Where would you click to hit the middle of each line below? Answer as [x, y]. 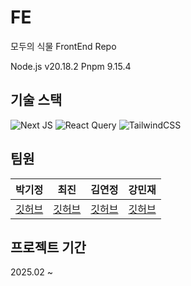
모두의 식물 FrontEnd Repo [63, 46]
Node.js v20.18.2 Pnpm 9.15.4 [71, 66]
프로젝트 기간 [48, 247]
